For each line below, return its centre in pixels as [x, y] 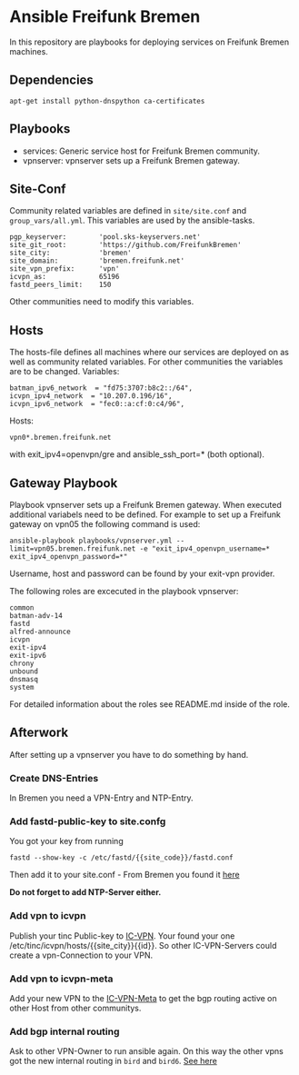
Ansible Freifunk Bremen [105, 17]
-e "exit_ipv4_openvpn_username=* [205, 549]
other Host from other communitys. [75, 1008]
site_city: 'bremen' [70, 253]
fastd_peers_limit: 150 [60, 285]
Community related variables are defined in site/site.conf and [128, 211]
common [22, 608]
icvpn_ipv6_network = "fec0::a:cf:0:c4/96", [97, 404]
